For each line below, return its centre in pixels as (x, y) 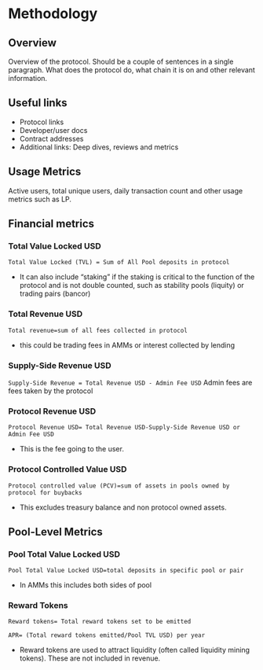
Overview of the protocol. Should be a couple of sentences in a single (121, 61)
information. (28, 78)
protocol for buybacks (45, 492)
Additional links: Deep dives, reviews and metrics (99, 147)
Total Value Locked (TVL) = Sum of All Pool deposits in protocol (119, 263)
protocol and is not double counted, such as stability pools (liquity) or (132, 285)
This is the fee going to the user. (71, 449)
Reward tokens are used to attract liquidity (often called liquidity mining (134, 650)
